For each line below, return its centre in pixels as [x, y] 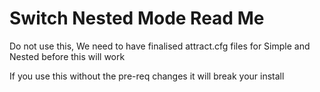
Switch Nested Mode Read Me [137, 18]
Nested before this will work [67, 56]
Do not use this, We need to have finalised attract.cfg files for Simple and [160, 46]
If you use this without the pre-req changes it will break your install [147, 76]
